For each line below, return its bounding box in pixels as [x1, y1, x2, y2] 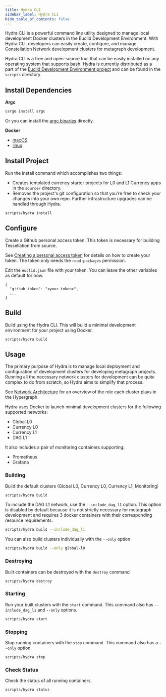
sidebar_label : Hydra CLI [5, 12, 58, 17]
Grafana [12, 459, 29, 465]
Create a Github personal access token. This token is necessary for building [5, 237, 160, 243]
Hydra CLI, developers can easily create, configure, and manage [5, 41, 137, 47]
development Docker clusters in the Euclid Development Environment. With [5, 35, 159, 41]
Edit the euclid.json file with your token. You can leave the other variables [5, 267, 158, 273]
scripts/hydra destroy [5, 579, 52, 583]
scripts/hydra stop [5, 654, 46, 660]
